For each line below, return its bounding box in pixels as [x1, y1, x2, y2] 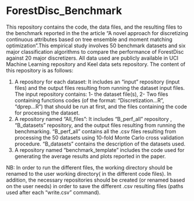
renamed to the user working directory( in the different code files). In [6, 170, 172, 177]
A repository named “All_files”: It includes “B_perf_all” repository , [14, 115, 172, 122]
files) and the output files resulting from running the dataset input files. [14, 84, 185, 91]
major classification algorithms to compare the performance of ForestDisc [6, 48, 184, 55]
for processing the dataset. [14, 109, 80, 116]
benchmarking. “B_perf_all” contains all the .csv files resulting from [14, 127, 176, 135]
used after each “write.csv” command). [6, 189, 101, 196]
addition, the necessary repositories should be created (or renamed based [6, 176, 185, 183]
